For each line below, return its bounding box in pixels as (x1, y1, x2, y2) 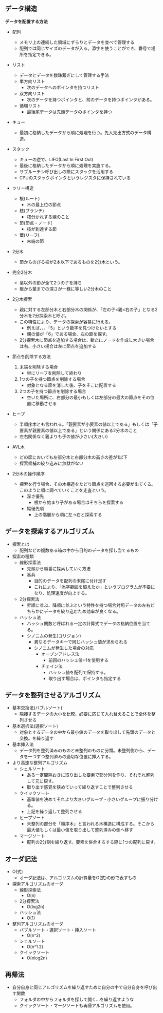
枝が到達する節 (26, 226, 57, 232)
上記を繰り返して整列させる (26, 808, 82, 814)
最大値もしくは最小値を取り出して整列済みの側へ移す (26, 827, 133, 833)
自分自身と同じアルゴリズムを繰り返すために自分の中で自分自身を (12, 984, 145, 990)
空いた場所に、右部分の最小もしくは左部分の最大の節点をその (26, 394, 150, 400)
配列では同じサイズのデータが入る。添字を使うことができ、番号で (19, 45, 152, 51)
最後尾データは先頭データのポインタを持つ (26, 109, 112, 115)
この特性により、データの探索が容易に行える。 (19, 319, 113, 325)
